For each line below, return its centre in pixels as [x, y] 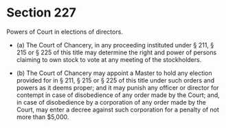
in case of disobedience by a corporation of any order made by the [111, 102]
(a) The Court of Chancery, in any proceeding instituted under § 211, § [115, 45]
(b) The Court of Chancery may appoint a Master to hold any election [114, 73]
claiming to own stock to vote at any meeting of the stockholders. [109, 59]
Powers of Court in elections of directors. [65, 32]
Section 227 [42, 13]
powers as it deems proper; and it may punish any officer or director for [117, 87]
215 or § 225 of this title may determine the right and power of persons [116, 52]
